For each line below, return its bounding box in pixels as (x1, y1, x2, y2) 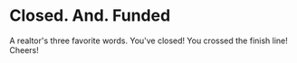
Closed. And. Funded (9, 5, 171, 26)
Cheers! (9, 44, 39, 55)
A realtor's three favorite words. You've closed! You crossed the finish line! (9, 35, 288, 46)
